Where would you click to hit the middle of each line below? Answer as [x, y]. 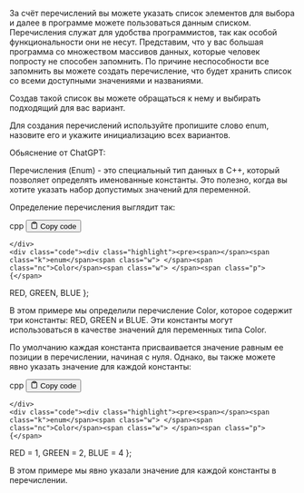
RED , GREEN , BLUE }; [49, 293]
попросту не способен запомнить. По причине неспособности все [139, 61]
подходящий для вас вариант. [67, 108]
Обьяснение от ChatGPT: [58, 153]
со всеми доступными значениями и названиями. [107, 80]
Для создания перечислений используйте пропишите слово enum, [139, 125]
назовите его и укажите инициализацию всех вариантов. [120, 135]
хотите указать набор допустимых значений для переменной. [130, 189]
